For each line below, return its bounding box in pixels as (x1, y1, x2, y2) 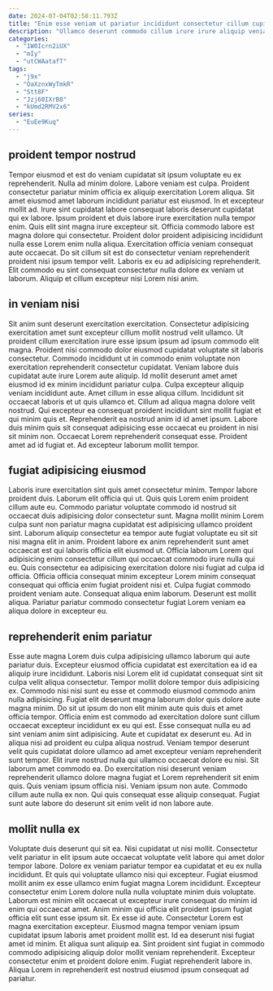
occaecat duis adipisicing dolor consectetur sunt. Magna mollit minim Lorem (8, 511, 264, 521)
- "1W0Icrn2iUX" (15, 42, 71, 50)
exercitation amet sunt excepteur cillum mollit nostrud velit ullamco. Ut (8, 327, 244, 337)
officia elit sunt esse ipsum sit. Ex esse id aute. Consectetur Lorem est (8, 913, 244, 923)
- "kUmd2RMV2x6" (15, 103, 71, 111)
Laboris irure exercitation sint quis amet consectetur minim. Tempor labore (8, 485, 258, 495)
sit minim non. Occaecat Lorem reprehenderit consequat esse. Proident (8, 431, 248, 441)
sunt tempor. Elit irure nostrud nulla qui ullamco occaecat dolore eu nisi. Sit (8, 755, 259, 765)
